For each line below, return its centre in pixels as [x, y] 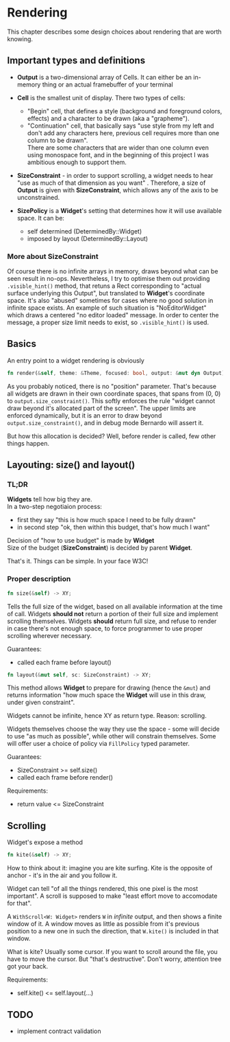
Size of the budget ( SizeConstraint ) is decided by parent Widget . [100, 548]
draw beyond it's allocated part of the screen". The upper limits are [102, 408]
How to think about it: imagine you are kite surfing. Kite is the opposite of [110, 868]
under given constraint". [41, 703]
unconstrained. [38, 197]
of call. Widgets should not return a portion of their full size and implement [113, 613]
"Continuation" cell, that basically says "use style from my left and [120, 126]
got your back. [28, 966]
